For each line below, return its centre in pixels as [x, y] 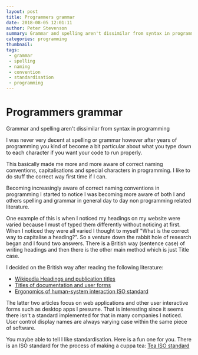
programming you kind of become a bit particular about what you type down [99, 146]
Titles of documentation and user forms [63, 285]
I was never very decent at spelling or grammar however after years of [92, 140]
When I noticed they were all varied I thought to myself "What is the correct [98, 230]
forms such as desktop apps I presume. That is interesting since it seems [95, 309]
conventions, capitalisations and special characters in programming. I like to [98, 170]
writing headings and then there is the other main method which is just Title [98, 249]
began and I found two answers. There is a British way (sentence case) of [96, 243]
